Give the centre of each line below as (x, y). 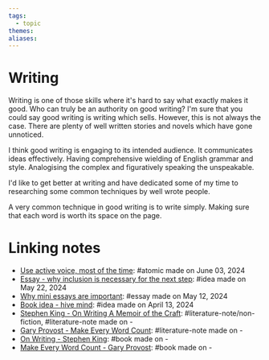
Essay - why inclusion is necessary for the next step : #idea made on (133, 279)
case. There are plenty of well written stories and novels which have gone (130, 126)
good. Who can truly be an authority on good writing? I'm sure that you (126, 109)
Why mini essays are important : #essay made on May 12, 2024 (124, 296)
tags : (17, 16)
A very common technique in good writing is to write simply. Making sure (129, 207)
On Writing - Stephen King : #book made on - (94, 339)
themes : (21, 31)
